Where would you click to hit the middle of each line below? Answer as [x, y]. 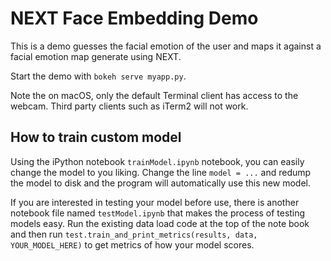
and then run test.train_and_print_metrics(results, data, [134, 234]
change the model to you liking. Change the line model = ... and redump [161, 172]
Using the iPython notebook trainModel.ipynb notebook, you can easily [157, 161]
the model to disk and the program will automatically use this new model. [160, 183]
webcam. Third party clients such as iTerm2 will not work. [129, 106]
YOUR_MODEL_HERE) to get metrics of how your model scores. [132, 244]
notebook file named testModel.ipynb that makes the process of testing [158, 213]
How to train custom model [96, 137]
